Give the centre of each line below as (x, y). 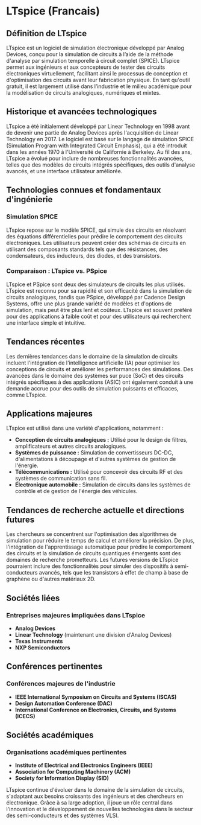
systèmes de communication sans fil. (61, 479)
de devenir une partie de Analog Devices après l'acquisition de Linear (92, 132)
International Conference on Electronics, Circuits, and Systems (95, 710)
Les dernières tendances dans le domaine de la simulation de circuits (92, 356)
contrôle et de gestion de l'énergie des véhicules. (76, 491)
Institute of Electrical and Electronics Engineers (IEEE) (84, 765)
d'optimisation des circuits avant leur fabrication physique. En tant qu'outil (98, 80)
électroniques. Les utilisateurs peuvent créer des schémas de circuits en (96, 243)
